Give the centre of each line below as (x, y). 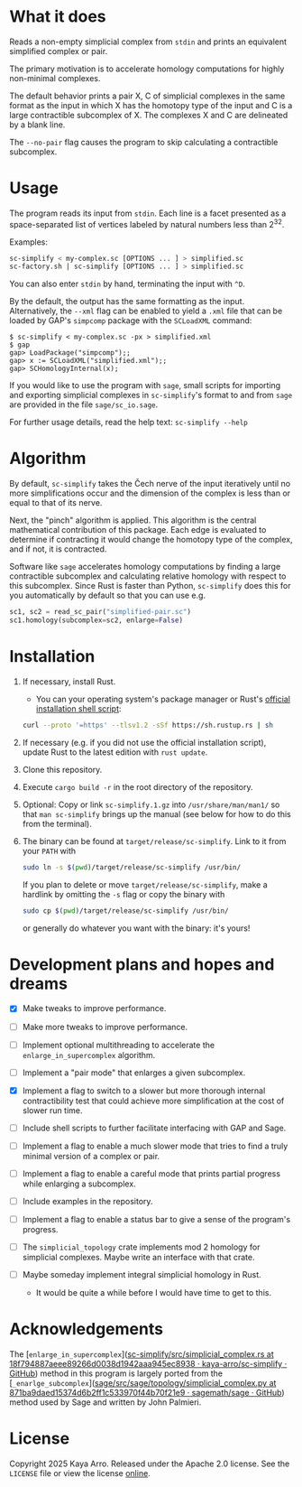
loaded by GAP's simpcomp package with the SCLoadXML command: (131, 321)
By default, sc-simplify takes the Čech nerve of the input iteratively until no (150, 484)
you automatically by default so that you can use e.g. (107, 595)
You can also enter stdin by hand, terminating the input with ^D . (127, 284)
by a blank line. (37, 125)
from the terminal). (57, 823)
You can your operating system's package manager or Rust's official (163, 699)
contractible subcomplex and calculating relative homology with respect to (148, 576)
